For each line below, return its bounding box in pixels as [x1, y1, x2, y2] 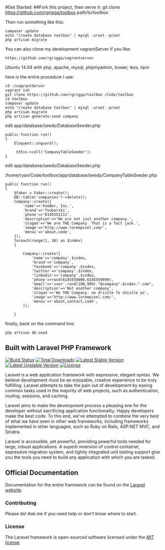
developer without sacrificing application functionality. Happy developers [5, 408, 154, 414]
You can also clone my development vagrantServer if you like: [5, 46, 131, 52]
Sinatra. [5, 428, 21, 434]
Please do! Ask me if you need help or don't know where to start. [5, 510, 137, 516]
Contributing [5, 499, 37, 506]
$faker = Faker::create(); [14, 190, 70, 195]
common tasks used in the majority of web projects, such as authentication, [5, 387, 160, 393]
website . [5, 487, 23, 493]
